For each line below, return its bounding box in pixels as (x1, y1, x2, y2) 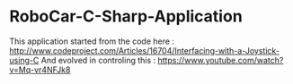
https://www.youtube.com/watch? (156, 55, 284, 65)
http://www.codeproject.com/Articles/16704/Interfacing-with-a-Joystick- (9, 45, 280, 55)
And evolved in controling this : (40, 55, 156, 65)
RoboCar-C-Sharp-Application (9, 6, 243, 27)
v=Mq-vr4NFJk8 (9, 64, 71, 75)
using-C (9, 55, 40, 65)
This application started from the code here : (9, 36, 175, 46)
